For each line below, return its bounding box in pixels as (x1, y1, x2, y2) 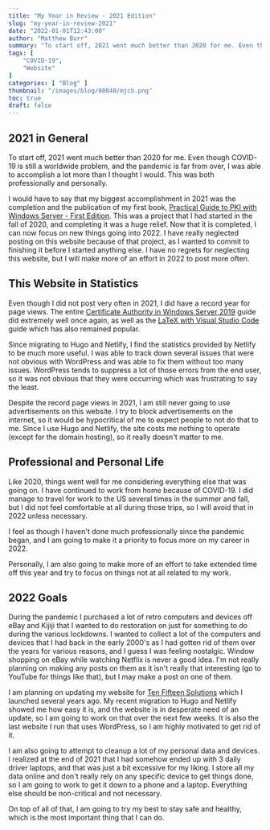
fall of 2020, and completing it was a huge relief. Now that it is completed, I (8, 219, 257, 229)
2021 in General (8, 131, 88, 145)
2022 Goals (8, 590, 68, 604)
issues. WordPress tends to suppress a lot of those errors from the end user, (8, 365, 262, 375)
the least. (8, 382, 39, 392)
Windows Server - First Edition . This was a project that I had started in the (8, 211, 253, 220)
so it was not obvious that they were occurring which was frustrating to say (8, 373, 258, 383)
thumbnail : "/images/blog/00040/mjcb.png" (8, 86, 153, 95)
